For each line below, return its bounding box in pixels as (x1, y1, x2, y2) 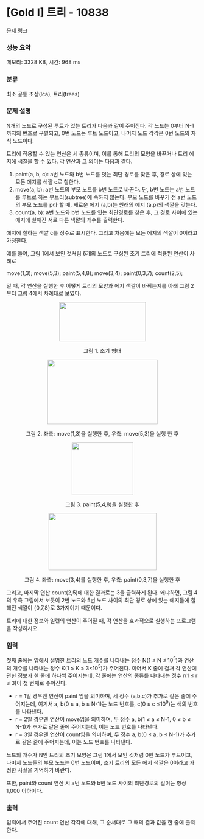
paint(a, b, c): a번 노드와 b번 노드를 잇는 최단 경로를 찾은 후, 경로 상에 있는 (15, 170, 192, 178)
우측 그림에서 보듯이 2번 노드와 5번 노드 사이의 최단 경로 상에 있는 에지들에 (12, 596, 190, 604)
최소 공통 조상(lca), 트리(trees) (6, 90, 80, 97)
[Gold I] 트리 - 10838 (6, 5, 110, 19)
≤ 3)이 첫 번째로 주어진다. (6, 680, 67, 687)
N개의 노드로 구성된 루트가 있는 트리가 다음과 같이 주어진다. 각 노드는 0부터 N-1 (6, 122, 194, 129)
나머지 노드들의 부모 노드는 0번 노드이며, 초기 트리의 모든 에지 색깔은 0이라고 (6, 759, 189, 767)
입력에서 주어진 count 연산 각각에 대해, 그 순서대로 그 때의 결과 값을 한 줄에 (6, 819, 185, 826)
